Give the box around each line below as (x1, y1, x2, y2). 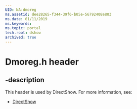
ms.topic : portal (5, 26, 41, 31)
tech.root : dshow (5, 30, 41, 35)
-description (5, 76, 45, 84)
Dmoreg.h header (5, 56, 79, 67)
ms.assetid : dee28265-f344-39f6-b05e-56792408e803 (5, 12, 112, 17)
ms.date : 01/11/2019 (5, 16, 48, 21)
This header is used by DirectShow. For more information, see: (5, 89, 133, 95)
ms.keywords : (5, 21, 32, 26)
